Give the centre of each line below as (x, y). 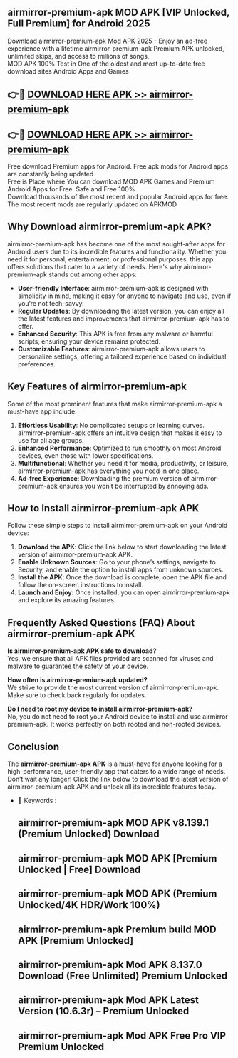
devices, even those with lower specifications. (86, 455)
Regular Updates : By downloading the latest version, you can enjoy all (121, 311)
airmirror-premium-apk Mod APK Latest (108, 1000)
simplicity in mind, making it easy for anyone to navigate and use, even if (124, 296)
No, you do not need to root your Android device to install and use (104, 717)
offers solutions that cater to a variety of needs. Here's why (95, 266)
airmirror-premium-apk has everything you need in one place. (108, 471)
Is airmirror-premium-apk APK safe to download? (82, 651)
